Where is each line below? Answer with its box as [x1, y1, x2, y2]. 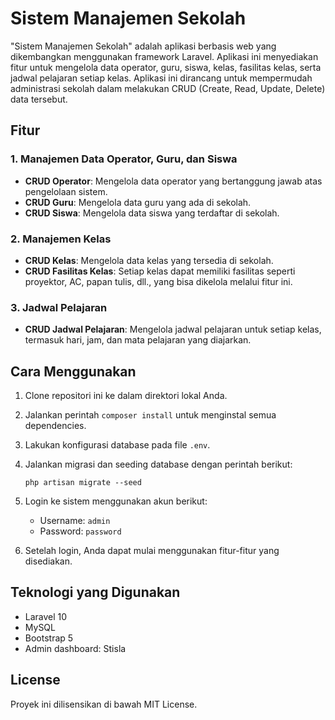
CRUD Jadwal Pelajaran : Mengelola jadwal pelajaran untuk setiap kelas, [24, 323, 322, 336]
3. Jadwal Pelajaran [10, 300, 108, 314]
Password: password [39, 525, 122, 537]
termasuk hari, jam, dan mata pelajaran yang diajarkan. [24, 334, 252, 346]
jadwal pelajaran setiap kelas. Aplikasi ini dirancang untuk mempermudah [10, 72, 313, 84]
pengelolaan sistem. [24, 185, 108, 197]
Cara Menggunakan [10, 363, 137, 380]
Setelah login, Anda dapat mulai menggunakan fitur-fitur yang [24, 545, 280, 557]
